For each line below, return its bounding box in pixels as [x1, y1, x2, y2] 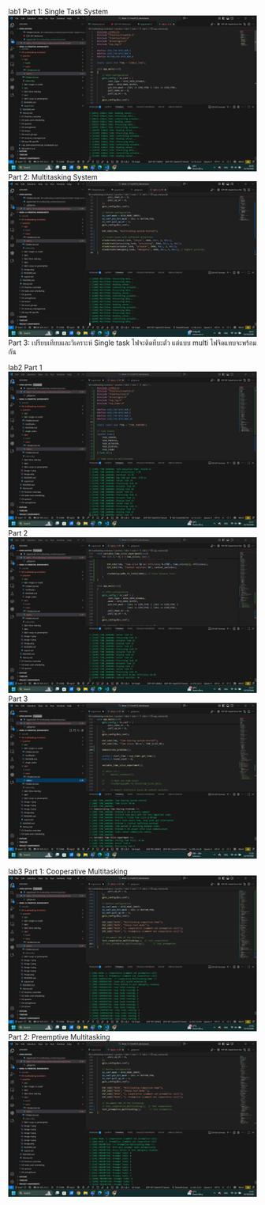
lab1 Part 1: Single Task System [8, 7, 109, 16]
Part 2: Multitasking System [8, 172, 98, 181]
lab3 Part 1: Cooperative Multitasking [8, 866, 128, 876]
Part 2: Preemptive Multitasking [8, 1033, 110, 1041]
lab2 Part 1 [8, 363, 43, 372]
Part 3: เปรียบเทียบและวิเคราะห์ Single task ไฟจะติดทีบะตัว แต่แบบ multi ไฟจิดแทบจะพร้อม [8, 338, 257, 347]
